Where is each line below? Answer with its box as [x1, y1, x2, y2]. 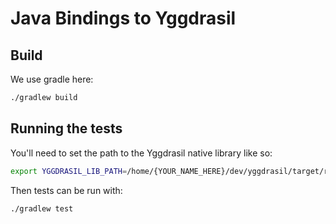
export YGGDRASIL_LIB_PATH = [10, 166, 128, 176]
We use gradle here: [10, 73, 94, 85]
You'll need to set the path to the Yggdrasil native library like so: [10, 147, 273, 159]
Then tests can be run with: [10, 184, 123, 196]
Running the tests [10, 120, 123, 137]
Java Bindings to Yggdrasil [10, 7, 237, 30]
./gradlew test [10, 203, 74, 214]
